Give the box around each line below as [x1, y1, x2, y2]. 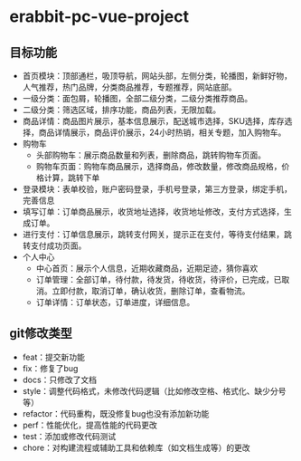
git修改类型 [9, 326, 72, 341]
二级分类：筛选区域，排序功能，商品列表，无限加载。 [22, 104, 221, 115]
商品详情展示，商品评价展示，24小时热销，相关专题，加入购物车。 [38, 127, 287, 138]
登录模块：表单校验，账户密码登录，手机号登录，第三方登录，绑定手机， [22, 184, 292, 194]
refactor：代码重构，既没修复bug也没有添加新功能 [22, 408, 210, 418]
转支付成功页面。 [22, 240, 87, 251]
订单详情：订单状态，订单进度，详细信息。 [35, 297, 195, 307]
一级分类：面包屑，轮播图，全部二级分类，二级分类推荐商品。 [22, 93, 253, 103]
